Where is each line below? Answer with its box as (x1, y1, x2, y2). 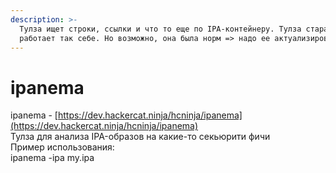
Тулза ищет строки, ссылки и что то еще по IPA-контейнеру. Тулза (19, 24, 302, 34)
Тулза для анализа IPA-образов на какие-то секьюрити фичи (10, 131, 271, 143)
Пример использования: (10, 141, 115, 153)
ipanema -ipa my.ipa (10, 152, 95, 164)
